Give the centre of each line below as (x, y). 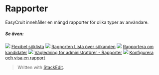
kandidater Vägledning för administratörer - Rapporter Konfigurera (79, 52)
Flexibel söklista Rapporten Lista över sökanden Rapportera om (82, 46)
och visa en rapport (25, 58)
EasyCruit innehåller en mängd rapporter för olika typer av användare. (77, 22)
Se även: (14, 34)
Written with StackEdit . (41, 67)
